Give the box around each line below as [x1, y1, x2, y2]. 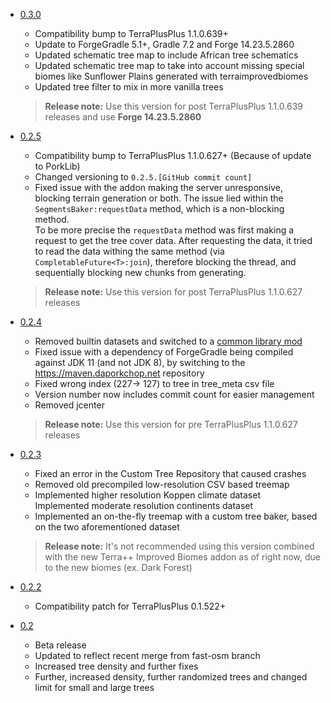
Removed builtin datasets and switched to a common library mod [34, 335, 303, 347]
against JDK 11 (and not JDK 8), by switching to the [34, 357, 246, 368]
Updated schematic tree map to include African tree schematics [34, 49, 299, 61]
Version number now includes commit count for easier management [34, 389, 315, 400]
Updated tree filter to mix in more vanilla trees [34, 81, 224, 93]
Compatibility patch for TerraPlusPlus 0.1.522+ [34, 600, 227, 612]
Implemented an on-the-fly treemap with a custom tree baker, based [34, 510, 318, 522]
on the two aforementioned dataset [34, 521, 180, 533]
